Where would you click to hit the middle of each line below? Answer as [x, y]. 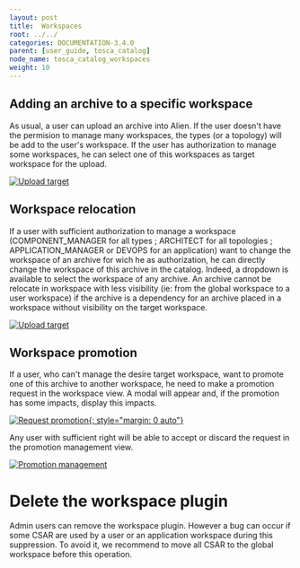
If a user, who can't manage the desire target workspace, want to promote [147, 374]
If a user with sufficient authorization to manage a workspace [123, 231]
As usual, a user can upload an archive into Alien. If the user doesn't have [146, 126]
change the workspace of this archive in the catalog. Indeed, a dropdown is [149, 269]
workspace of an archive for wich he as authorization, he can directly [137, 259]
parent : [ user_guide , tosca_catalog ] [80, 51]
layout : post [34, 17]
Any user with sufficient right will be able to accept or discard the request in [150, 438]
